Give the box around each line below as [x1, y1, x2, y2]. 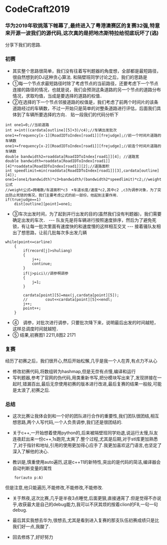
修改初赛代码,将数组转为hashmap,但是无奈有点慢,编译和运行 [12, 369, 136, 375]
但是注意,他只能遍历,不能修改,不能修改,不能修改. [5, 485, 104, 491]
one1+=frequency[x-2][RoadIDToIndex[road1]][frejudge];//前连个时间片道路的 [5, 143, 162, 148]
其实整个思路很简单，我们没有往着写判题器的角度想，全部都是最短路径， [12, 68, 161, 74]
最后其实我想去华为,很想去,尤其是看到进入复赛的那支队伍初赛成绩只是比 [12, 517, 160, 524]
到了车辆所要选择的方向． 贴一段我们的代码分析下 [16, 111, 119, 118]
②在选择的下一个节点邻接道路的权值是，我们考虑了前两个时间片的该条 [12, 99, 159, 105]
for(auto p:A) [14, 475, 43, 480]
